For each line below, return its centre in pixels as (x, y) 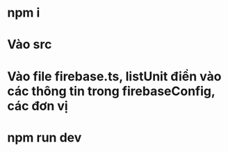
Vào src (30, 45)
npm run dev (44, 137)
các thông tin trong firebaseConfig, (111, 91)
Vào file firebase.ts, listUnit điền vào (114, 76)
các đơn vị (38, 106)
